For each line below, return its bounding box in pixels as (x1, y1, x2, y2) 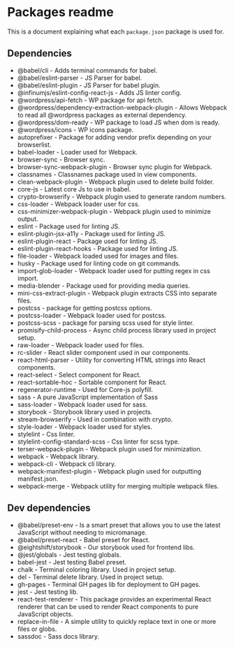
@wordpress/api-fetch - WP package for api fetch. (17, 96, 164, 104)
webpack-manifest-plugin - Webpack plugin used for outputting (17, 467, 202, 475)
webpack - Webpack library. (17, 452, 99, 460)
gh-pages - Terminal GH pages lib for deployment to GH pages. (17, 580, 201, 588)
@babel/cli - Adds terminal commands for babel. (17, 66, 158, 74)
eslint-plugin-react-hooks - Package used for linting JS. (17, 244, 179, 252)
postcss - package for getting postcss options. (17, 303, 152, 312)
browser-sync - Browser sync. (17, 155, 105, 163)
